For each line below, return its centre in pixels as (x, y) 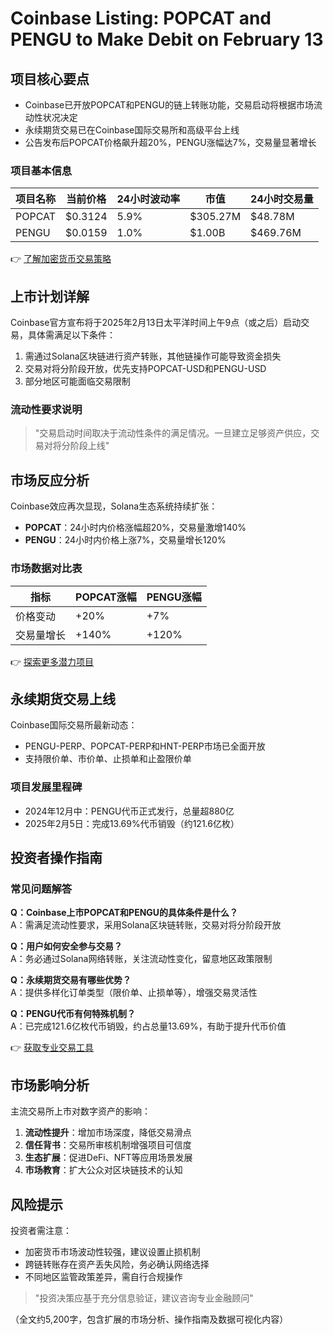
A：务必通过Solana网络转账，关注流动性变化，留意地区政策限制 (141, 959)
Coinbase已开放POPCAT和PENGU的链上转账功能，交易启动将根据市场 (169, 105)
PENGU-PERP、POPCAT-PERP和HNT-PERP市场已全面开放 (145, 746)
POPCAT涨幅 (106, 597)
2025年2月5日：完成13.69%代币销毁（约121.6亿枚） (132, 823)
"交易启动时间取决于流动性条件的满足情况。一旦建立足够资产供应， (173, 433)
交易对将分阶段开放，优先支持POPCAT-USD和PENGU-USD (145, 369)
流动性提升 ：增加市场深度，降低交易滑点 (108, 1133)
